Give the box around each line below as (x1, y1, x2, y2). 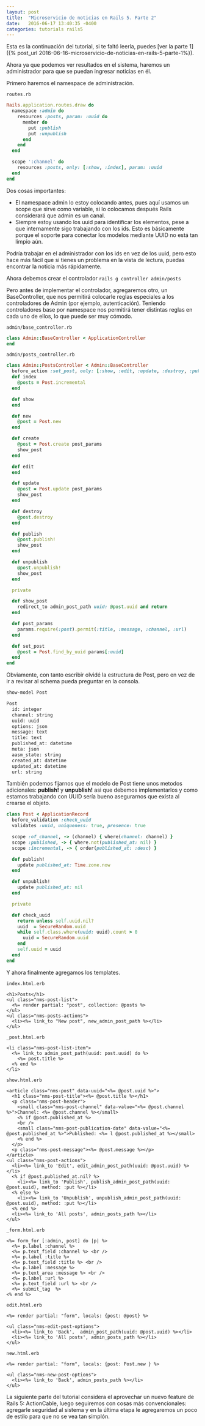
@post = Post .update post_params (17, 486, 103, 492)
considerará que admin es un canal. (15, 212, 106, 219)
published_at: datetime (12, 740, 72, 747)
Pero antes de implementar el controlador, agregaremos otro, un (6, 286, 168, 294)
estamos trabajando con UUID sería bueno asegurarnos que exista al (6, 793, 180, 800)
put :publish (28, 125, 62, 131)
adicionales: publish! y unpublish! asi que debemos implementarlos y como (6, 786, 198, 794)
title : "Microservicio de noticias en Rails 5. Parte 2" (6, 15, 157, 21)
